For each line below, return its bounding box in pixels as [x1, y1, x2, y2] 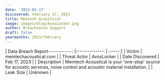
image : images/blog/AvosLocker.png [5, 21, 79, 26]
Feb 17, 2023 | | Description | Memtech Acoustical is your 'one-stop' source [5, 59, 161, 65]
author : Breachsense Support [5, 26, 66, 31]
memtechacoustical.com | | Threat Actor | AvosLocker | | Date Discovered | [5, 53, 160, 59]
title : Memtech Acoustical [5, 16, 61, 21]
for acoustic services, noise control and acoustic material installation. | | [5, 64, 153, 70]
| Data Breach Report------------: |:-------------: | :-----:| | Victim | [5, 48, 142, 54]
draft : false [5, 30, 32, 35]
